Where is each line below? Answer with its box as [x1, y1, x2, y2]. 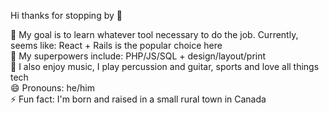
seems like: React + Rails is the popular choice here [10, 40, 223, 51]
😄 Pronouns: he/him [10, 82, 95, 94]
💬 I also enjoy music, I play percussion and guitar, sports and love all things [10, 61, 320, 72]
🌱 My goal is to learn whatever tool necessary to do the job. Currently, [10, 29, 299, 40]
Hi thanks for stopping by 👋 [10, 10, 123, 21]
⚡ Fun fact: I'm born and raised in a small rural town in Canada [10, 93, 267, 105]
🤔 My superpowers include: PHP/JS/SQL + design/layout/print [10, 50, 267, 62]
